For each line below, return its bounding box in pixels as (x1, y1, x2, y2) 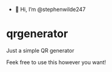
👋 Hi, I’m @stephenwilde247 (15, 6, 86, 13)
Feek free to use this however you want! (6, 58, 107, 66)
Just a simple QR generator (6, 47, 74, 54)
